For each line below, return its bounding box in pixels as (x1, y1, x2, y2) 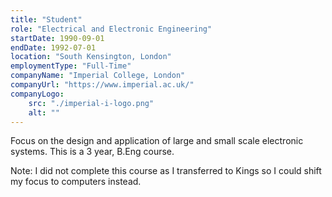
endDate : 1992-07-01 (10, 42, 97, 53)
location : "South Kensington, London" (10, 52, 172, 62)
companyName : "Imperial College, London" (10, 71, 186, 81)
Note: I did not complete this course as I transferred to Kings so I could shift (10, 165, 322, 177)
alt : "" (28, 107, 60, 118)
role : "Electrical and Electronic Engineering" (10, 24, 213, 34)
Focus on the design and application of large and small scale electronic (10, 135, 304, 147)
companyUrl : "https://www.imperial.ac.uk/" (10, 80, 195, 90)
